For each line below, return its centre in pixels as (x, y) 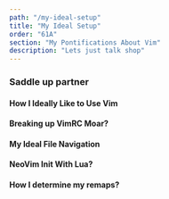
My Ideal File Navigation (55, 144)
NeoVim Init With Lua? (51, 164)
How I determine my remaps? (64, 185)
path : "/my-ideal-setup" (55, 17)
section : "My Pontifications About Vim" (85, 42)
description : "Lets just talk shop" (77, 51)
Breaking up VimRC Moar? (59, 124)
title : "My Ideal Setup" (55, 26)
